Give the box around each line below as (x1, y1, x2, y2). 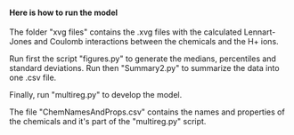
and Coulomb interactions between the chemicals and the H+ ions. (34, 36, 279, 47)
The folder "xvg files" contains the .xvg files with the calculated (9, 27, 242, 37)
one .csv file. (9, 72, 57, 83)
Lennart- (243, 27, 276, 37)
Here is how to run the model (9, 7, 118, 18)
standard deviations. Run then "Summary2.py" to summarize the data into (9, 63, 280, 74)
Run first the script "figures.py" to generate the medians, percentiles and (9, 53, 276, 64)
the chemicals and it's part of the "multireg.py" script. (9, 116, 207, 127)
